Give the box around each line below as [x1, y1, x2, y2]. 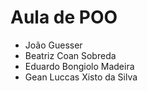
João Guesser [24, 39, 83, 51]
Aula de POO [10, 6, 118, 29]
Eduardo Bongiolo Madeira [24, 60, 135, 72]
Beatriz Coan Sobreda [24, 49, 117, 61]
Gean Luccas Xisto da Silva [24, 71, 138, 83]
